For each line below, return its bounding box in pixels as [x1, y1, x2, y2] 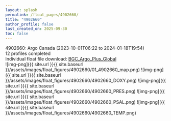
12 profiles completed [5, 50, 51, 56]
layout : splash [5, 7, 38, 13]
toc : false [5, 31, 29, 36]
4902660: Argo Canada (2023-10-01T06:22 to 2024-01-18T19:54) [5, 45, 144, 51]
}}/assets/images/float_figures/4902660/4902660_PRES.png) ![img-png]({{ [5, 88, 165, 94]
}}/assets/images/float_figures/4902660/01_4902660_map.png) [5, 67, 140, 73]
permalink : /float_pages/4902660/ [5, 12, 79, 17]
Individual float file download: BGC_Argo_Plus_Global [5, 56, 116, 62]
